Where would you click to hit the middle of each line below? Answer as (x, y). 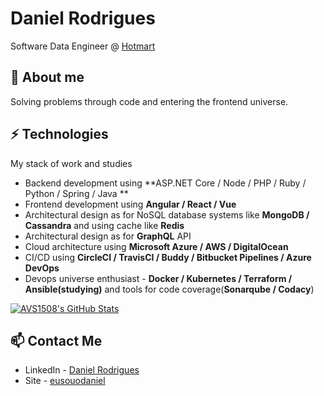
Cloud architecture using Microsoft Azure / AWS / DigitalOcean (156, 246)
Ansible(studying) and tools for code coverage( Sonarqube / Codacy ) (169, 289)
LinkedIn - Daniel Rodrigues (82, 370)
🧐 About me (47, 77)
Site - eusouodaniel (65, 381)
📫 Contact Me (56, 340)
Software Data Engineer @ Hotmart (83, 46)
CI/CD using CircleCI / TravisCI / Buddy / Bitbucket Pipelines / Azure (168, 257)
